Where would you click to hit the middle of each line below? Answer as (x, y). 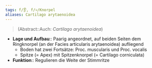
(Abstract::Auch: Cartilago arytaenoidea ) (60, 29)
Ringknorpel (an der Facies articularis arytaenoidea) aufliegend (78, 44)
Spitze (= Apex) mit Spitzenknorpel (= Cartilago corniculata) (82, 55)
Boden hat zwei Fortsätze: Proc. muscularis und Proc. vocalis (84, 49)
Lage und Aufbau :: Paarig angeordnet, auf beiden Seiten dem (77, 39)
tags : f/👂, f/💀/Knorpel (30, 10)
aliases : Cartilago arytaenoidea (40, 15)
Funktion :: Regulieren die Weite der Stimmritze (61, 60)
